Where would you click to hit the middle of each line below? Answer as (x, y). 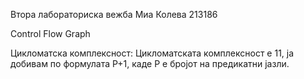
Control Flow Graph (50, 33)
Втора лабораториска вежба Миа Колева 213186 (114, 14)
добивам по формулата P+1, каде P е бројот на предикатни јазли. (150, 63)
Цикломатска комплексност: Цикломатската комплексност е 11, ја (152, 53)
